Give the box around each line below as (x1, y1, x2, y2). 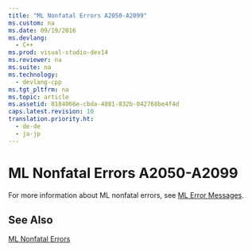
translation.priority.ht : (8, 115, 94, 123)
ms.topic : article (8, 93, 69, 101)
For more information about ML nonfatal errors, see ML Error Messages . (8, 190, 244, 199)
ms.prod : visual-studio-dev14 (8, 48, 109, 56)
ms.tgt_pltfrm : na (8, 85, 69, 94)
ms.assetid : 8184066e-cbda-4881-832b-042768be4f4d (8, 100, 180, 108)
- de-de (15, 122, 41, 130)
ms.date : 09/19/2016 (8, 26, 77, 34)
